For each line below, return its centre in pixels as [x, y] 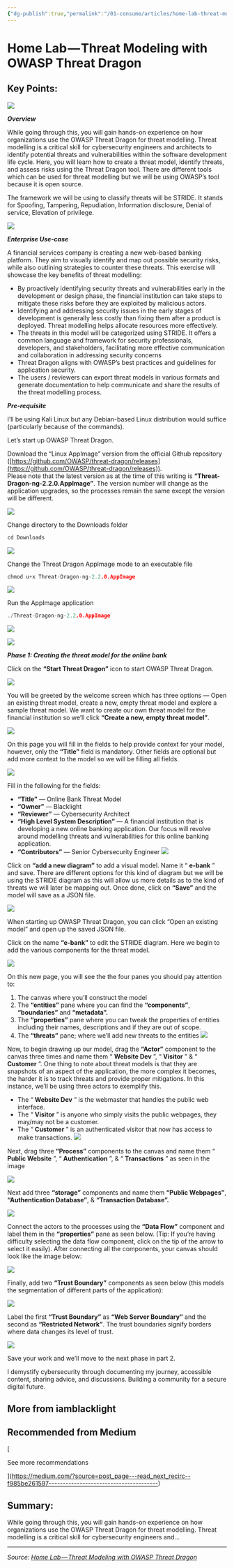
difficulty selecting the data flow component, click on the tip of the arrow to [116, 1241]
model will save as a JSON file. [52, 895]
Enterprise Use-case [38, 239]
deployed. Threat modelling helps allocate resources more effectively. [117, 325]
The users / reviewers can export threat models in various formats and [118, 377]
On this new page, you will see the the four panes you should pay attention [115, 977]
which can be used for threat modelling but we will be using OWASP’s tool [113, 177]
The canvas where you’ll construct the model [82, 998]
